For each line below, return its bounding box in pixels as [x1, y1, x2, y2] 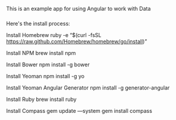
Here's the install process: [6, 20, 70, 27]
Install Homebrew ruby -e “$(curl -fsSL [6, 32, 102, 39]
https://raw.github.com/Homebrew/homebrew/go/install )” [6, 38, 147, 45]
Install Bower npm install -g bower [6, 61, 90, 68]
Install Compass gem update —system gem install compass [6, 107, 153, 115]
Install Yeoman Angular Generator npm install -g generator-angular [6, 84, 170, 91]
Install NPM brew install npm [6, 50, 76, 57]
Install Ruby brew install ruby [6, 96, 77, 103]
